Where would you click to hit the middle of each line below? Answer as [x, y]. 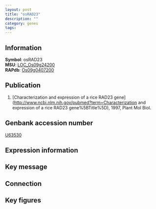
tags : [11, 28]
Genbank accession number [49, 123]
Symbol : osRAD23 [24, 59]
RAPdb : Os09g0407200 [30, 70]
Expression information [42, 150]
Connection [23, 184]
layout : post [18, 10]
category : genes [22, 23]
